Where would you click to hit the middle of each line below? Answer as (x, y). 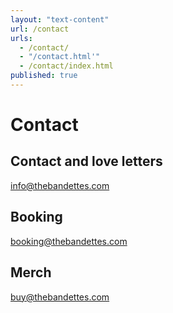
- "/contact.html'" (60, 57)
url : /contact (40, 29)
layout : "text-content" (60, 19)
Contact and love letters (86, 161)
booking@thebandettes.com (69, 241)
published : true (44, 76)
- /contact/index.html (66, 66)
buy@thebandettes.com (60, 297)
